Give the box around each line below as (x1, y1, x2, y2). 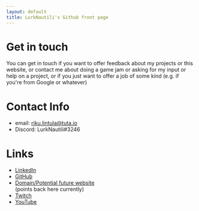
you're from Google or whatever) (6, 79, 88, 86)
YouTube (14, 198, 37, 206)
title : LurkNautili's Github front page (6, 14, 109, 20)
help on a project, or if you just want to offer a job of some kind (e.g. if (6, 72, 179, 79)
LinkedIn (14, 167, 37, 174)
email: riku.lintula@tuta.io (14, 120, 78, 127)
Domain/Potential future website (14, 179, 95, 186)
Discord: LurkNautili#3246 (14, 126, 81, 133)
